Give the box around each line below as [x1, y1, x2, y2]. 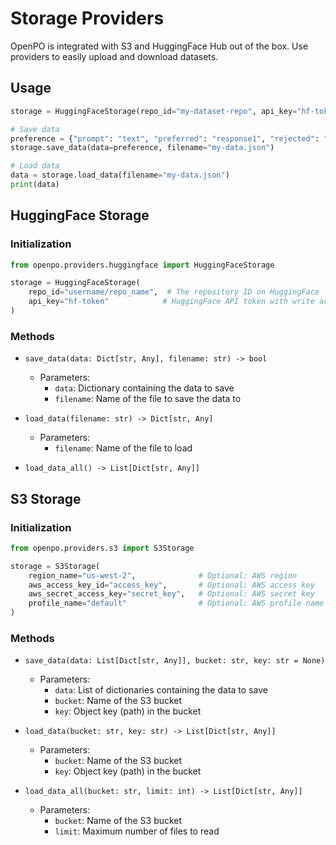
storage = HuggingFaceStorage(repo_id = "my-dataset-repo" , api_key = [10, 106, 298, 116]
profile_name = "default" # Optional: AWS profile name [28, 598, 325, 609]
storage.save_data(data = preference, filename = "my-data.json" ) [10, 143, 275, 153]
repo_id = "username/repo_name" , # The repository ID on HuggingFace [28, 287, 320, 297]
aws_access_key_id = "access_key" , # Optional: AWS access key [28, 580, 315, 590]
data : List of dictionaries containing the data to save [54, 684, 268, 696]
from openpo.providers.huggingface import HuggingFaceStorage [10, 260, 275, 270]
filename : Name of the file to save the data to [54, 393, 242, 405]
